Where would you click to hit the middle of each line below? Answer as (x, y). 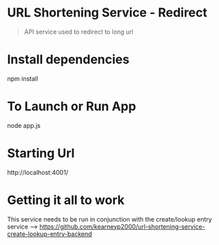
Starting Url (41, 153)
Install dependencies (68, 60)
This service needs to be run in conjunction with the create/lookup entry (109, 219)
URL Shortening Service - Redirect (107, 13)
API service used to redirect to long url (79, 32)
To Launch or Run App (72, 106)
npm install (23, 78)
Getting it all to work (66, 200)
